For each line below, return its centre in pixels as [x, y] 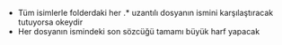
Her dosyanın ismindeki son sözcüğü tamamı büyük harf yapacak [139, 31]
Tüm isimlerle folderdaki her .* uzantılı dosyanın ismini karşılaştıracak [145, 13]
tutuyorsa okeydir [50, 22]
